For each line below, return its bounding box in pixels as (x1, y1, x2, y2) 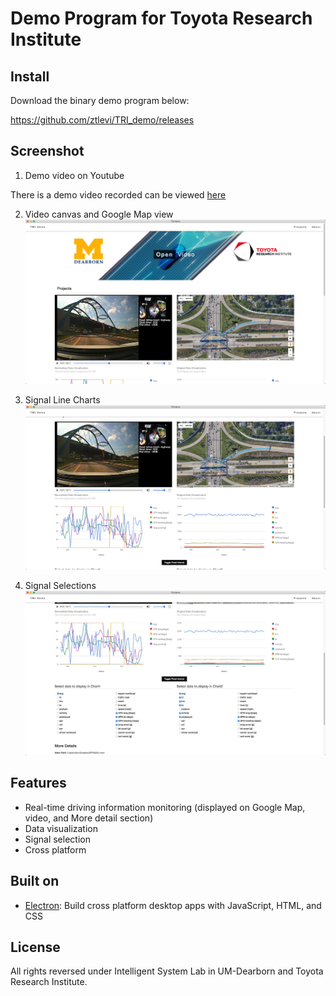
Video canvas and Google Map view (24, 208, 174, 220)
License (10, 939, 61, 956)
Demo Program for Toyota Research (10, 7, 313, 30)
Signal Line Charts (24, 393, 101, 406)
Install (10, 68, 50, 85)
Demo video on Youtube (24, 169, 125, 181)
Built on (10, 873, 60, 890)
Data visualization (24, 822, 99, 834)
